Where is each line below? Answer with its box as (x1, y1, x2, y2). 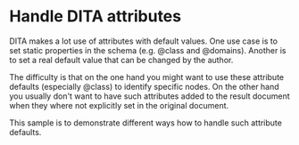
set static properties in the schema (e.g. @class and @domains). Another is (9, 44, 287, 55)
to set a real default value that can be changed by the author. (9, 54, 234, 65)
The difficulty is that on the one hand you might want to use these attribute (9, 71, 284, 82)
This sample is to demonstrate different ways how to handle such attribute (9, 117, 283, 128)
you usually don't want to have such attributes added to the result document (9, 91, 290, 101)
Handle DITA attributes (9, 6, 181, 27)
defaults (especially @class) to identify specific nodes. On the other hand (9, 81, 279, 92)
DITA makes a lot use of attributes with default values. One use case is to (9, 36, 278, 46)
